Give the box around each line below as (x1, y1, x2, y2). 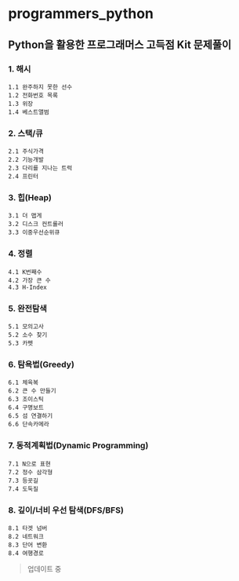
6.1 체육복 (8, 378, 39, 387)
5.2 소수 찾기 (8, 331, 48, 339)
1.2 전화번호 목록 (8, 91, 59, 99)
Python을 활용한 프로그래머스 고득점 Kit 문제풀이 (8, 38, 232, 51)
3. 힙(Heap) (8, 192, 53, 203)
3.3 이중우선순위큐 (8, 228, 60, 236)
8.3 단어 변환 (8, 541, 48, 549)
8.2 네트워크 (8, 532, 45, 540)
